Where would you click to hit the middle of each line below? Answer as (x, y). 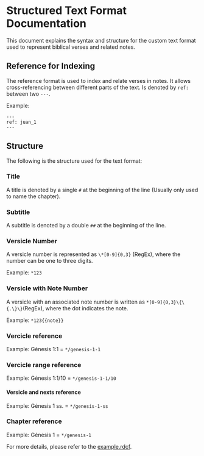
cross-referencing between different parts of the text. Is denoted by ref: (97, 87)
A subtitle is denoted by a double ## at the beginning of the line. (86, 226)
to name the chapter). (33, 196)
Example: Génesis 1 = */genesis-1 (49, 435)
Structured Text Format (66, 11)
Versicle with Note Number (47, 288)
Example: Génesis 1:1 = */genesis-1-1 (54, 349)
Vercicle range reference (44, 365)
